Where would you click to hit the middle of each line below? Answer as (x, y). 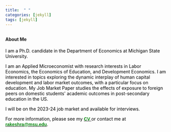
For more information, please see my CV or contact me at (66, 119)
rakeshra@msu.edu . (27, 124)
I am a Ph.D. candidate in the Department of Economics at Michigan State (83, 51)
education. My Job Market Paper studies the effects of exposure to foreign (84, 88)
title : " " (18, 10)
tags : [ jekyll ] (22, 20)
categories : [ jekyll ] (28, 15)
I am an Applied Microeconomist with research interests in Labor (73, 66)
